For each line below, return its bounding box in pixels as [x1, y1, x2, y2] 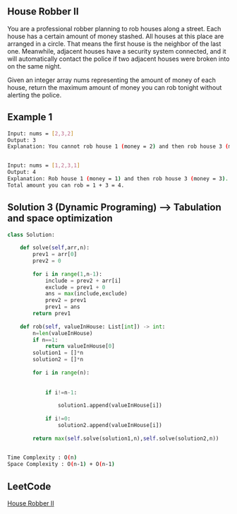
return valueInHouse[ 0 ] [44, 343, 115, 350]
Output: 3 [7, 136, 37, 144]
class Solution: [7, 231, 55, 238]
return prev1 [32, 310, 71, 317]
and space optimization [7, 212, 113, 225]
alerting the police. [7, 90, 62, 99]
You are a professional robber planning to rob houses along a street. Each [7, 24, 221, 33]
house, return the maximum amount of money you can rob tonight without [7, 83, 222, 91]
